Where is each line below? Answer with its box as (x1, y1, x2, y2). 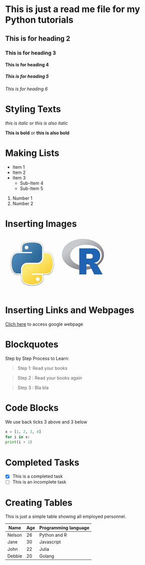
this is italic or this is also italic (5, 120, 68, 126)
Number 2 (12, 200, 33, 207)
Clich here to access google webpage (5, 321, 83, 327)
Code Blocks (5, 402, 59, 413)
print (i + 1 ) (5, 440, 32, 445)
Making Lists (5, 147, 59, 159)
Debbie (7, 553, 22, 559)
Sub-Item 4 (19, 180, 43, 186)
